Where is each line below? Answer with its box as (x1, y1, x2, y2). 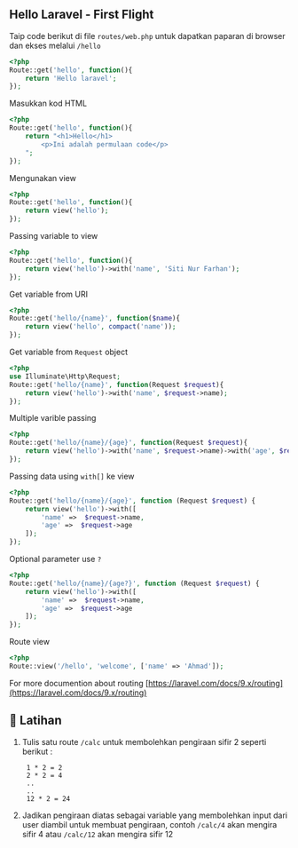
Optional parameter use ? (9, 554, 102, 565)
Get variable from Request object (9, 346, 129, 358)
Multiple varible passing (9, 413, 97, 424)
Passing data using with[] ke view (9, 471, 135, 481)
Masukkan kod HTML (9, 98, 87, 109)
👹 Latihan (9, 713, 62, 728)
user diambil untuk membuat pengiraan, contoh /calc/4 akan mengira (21, 819, 278, 829)
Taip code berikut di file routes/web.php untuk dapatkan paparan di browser (9, 30, 286, 41)
